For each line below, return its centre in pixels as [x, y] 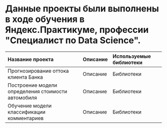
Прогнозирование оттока [38, 71]
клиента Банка [25, 77]
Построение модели [33, 85]
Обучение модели [30, 106]
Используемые [132, 56]
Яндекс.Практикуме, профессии [77, 30]
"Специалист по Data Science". [73, 41]
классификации [27, 112]
